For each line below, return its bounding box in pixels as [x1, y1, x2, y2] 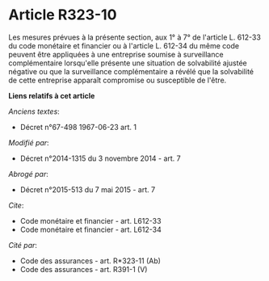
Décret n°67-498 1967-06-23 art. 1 [19, 122, 137, 132]
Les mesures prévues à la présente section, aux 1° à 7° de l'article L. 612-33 [8, 32, 261, 42]
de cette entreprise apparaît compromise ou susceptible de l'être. [8, 75, 227, 85]
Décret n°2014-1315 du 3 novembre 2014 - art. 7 [19, 153, 181, 163]
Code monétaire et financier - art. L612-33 [19, 216, 162, 225]
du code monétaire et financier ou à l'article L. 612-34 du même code [8, 40, 240, 50]
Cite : [8, 200, 24, 210]
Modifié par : [8, 137, 50, 147]
